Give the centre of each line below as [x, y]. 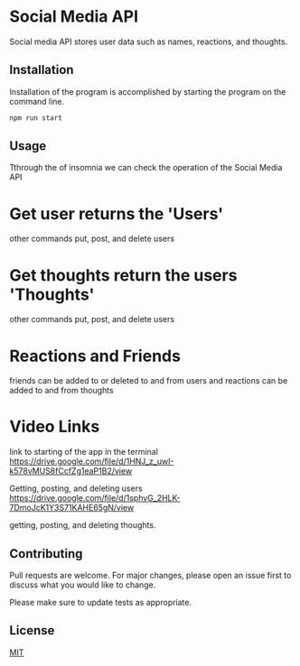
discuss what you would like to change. [83, 585]
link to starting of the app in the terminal [84, 452]
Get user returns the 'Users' [117, 213]
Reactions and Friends [95, 356]
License [32, 630]
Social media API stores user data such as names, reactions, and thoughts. [149, 42]
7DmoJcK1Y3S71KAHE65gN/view [72, 508]
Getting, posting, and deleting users [76, 488]
